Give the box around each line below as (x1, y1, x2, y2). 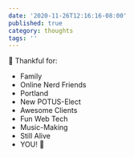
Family (19, 71, 43, 81)
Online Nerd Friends (19, 80, 87, 90)
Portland (19, 89, 49, 99)
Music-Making (19, 123, 68, 132)
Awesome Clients (19, 106, 78, 115)
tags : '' (8, 34, 38, 42)
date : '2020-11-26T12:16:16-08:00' (8, 11, 128, 20)
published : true (8, 19, 63, 27)
